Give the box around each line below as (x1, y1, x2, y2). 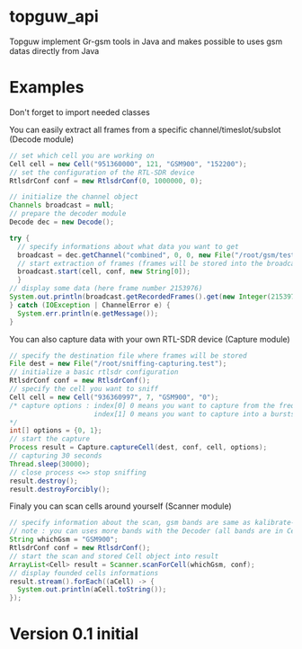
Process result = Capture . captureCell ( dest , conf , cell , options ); (9, 443, 268, 452)
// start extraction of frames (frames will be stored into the (17, 259, 263, 268)
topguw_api (9, 6, 99, 27)
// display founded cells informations (9, 568, 159, 577)
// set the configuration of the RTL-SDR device (9, 168, 195, 177)
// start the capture (9, 434, 91, 444)
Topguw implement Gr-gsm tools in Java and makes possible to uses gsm (9, 36, 283, 47)
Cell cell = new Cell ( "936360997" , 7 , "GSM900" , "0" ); (9, 393, 219, 402)
